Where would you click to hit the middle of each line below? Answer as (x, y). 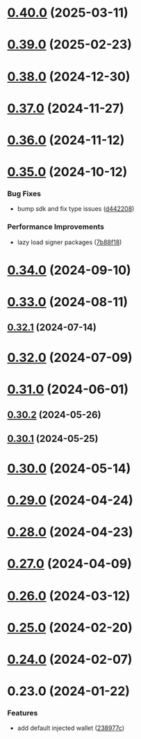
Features (23, 713)
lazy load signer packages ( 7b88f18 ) (69, 242)
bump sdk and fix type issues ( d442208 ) (76, 209)
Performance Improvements (56, 227)
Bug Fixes (24, 194)
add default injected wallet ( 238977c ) (71, 728)
